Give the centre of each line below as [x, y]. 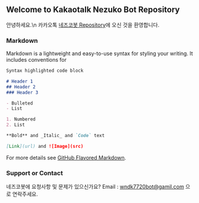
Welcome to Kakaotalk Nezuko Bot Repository [93, 10]
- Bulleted [20, 103]
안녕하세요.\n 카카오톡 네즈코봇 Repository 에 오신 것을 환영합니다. [83, 25]
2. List [16, 125]
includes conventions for [37, 60]
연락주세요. [25, 194]
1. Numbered [21, 119]
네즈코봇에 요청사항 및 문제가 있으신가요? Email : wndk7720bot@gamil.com [95, 187]
